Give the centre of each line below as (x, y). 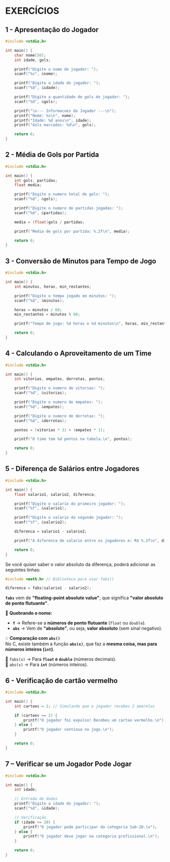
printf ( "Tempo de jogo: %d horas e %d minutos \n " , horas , (77, 324)
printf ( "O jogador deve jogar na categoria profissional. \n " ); (91, 837)
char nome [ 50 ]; (30, 55)
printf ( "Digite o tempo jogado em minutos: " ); (65, 296)
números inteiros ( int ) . (30, 649)
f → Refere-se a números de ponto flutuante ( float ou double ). (79, 623)
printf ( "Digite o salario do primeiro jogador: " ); (70, 503)
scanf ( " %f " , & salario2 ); (40, 522)
